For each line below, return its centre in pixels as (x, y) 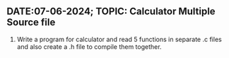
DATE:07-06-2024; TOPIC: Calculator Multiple (111, 12)
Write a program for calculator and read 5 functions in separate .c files (119, 39)
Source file (31, 23)
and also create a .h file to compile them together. (89, 46)
